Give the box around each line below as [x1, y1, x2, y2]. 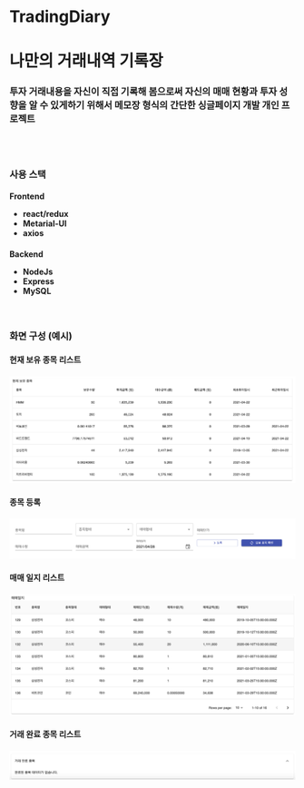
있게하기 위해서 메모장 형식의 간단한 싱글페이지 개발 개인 [49, 99, 279, 112]
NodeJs [22, 266, 54, 277]
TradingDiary [9, 6, 111, 27]
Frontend [9, 191, 45, 202]
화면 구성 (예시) [9, 330, 73, 342]
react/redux [22, 209, 69, 220]
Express [22, 275, 54, 287]
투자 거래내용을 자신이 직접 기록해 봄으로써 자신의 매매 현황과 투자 [9, 85, 278, 98]
